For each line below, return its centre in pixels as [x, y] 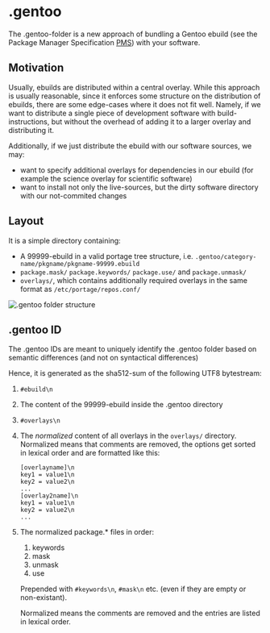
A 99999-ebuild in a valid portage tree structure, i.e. [106, 256]
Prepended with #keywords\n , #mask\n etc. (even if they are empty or [133, 589]
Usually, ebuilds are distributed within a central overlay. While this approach [134, 87]
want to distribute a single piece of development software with [112, 113]
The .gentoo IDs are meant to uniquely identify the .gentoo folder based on [133, 349]
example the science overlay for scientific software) [106, 178]
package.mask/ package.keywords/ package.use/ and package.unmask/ [133, 272]
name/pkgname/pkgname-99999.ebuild [80, 264]
